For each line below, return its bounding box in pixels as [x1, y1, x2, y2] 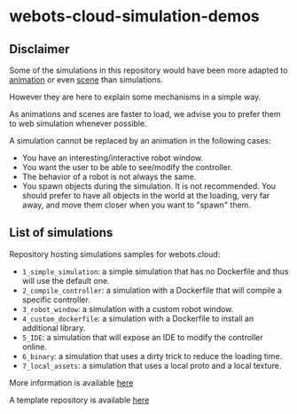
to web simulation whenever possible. [9, 118, 148, 129]
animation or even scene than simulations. [9, 74, 164, 85]
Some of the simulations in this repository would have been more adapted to [9, 65, 288, 75]
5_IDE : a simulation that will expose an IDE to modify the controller [21, 332, 263, 342]
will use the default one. [21, 275, 110, 285]
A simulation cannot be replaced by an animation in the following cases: [9, 136, 272, 145]
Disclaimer [9, 42, 70, 57]
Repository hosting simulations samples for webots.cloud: [9, 248, 221, 259]
